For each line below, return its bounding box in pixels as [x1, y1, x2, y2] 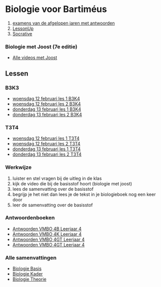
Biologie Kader [12, 271, 43, 277]
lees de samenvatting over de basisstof [12, 186, 94, 192]
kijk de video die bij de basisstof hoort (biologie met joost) [12, 180, 132, 186]
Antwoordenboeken [5, 214, 55, 221]
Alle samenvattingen [5, 254, 56, 261]
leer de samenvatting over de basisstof [12, 202, 93, 208]
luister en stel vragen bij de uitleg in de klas [12, 175, 102, 181]
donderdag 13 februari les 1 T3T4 [12, 146, 81, 152]
